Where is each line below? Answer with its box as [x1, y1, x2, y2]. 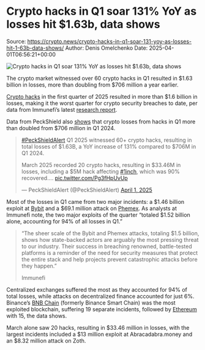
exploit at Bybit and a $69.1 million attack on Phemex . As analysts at [6, 204, 177, 212]
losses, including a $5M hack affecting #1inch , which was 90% [21, 168, 181, 175]
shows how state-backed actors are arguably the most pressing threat [21, 236, 199, 243]
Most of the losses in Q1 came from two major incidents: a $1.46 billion [6, 198, 185, 205]
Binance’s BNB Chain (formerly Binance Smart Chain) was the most [6, 299, 176, 306]
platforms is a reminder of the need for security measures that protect [21, 249, 198, 256]
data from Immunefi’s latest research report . [6, 106, 117, 113]
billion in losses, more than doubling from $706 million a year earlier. [6, 81, 179, 88]
